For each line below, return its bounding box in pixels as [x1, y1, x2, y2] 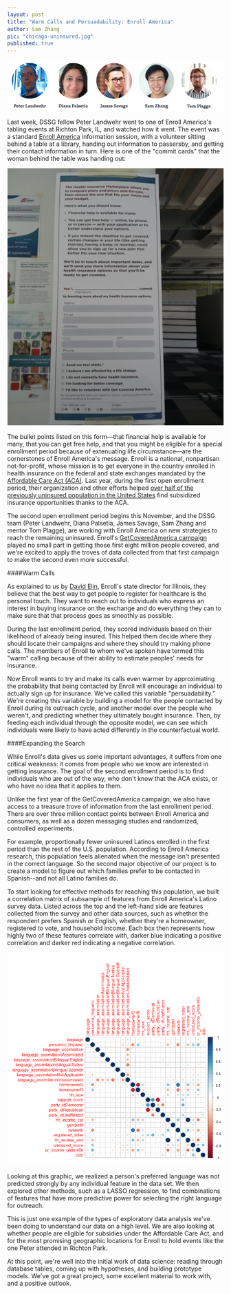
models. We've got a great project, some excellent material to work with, [7, 1271, 212, 1280]
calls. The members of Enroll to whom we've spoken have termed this [7, 647, 205, 655]
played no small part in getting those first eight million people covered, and [7, 541, 219, 549]
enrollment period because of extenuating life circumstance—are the [7, 447, 202, 455]
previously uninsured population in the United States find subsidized [7, 490, 201, 499]
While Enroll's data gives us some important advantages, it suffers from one [7, 752, 222, 760]
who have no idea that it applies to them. [7, 781, 122, 790]
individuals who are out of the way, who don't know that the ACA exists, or [7, 774, 218, 782]
